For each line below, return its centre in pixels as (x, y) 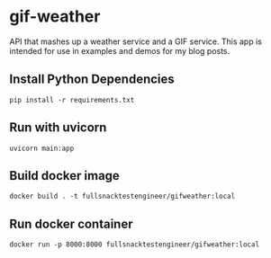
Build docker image (64, 176)
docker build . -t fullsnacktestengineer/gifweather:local (122, 196)
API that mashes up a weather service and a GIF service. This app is (136, 41)
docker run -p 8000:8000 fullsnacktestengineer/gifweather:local (134, 245)
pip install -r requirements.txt (72, 100)
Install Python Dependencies (92, 80)
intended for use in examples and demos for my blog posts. (120, 50)
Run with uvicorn (58, 128)
